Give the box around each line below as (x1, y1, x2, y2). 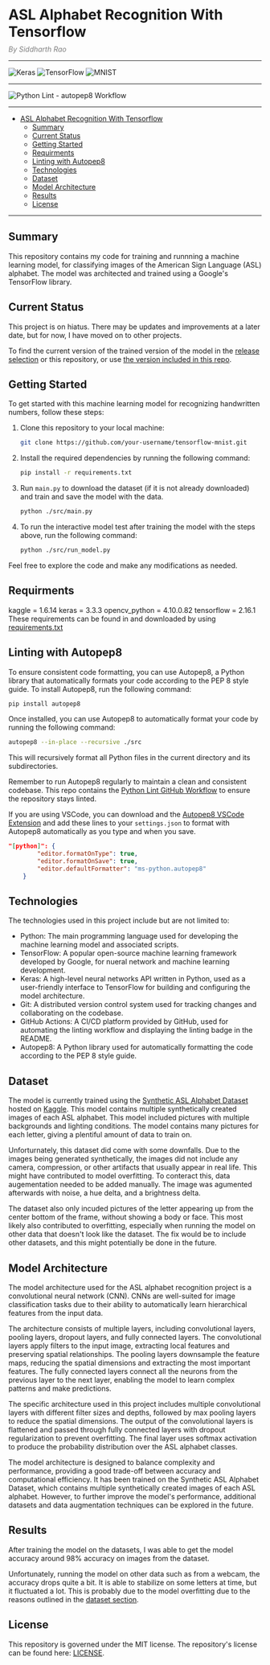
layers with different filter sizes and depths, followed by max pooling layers (8, 1408, 256, 1417)
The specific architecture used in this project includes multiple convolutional (8, 1400, 261, 1409)
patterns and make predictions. (8, 1383, 112, 1393)
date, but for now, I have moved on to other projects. (8, 330, 182, 339)
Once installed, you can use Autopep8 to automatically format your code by (8, 714, 259, 724)
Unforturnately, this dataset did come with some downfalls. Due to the (8, 1145, 240, 1155)
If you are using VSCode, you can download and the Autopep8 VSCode (8, 810, 245, 820)
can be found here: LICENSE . (8, 1647, 105, 1658)
